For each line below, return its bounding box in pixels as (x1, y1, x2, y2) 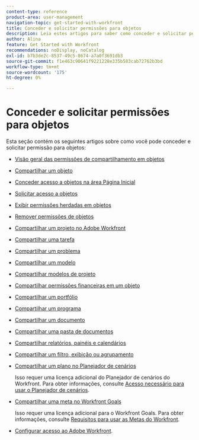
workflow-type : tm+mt (6, 63, 60, 70)
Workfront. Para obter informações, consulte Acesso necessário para (14, 380, 185, 387)
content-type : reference (6, 8, 68, 15)
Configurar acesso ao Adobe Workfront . (14, 428, 113, 435)
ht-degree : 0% (6, 75, 41, 81)
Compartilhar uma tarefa (14, 236, 75, 243)
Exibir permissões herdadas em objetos (14, 202, 111, 209)
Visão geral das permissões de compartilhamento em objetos (14, 155, 165, 163)
